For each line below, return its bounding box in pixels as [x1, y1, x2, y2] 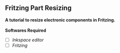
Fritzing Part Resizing [5, 4, 72, 12]
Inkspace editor [12, 37, 44, 43]
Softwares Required [5, 27, 46, 33]
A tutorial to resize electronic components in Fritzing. [5, 17, 116, 23]
